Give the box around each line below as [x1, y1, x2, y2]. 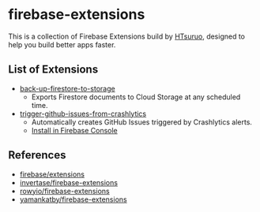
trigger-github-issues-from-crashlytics [19, 109, 147, 118]
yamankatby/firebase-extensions [19, 195, 128, 204]
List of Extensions [8, 63, 99, 76]
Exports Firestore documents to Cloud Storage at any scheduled [31, 92, 241, 102]
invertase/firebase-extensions [19, 177, 119, 187]
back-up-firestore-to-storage [19, 84, 116, 93]
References [8, 148, 66, 162]
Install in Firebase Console [31, 125, 118, 135]
